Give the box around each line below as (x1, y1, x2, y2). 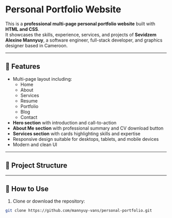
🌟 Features (5, 62, 40, 71)
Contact (20, 114, 37, 120)
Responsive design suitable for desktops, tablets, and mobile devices (12, 136, 159, 142)
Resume (20, 98, 38, 104)
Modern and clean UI (12, 141, 57, 148)
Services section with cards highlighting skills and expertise (12, 130, 141, 137)
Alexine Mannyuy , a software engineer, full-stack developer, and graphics (5, 37, 163, 43)
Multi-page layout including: (12, 76, 72, 82)
